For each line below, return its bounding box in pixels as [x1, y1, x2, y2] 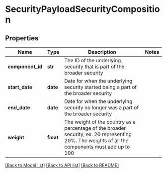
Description [87, 49, 117, 55]
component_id [7, 63, 43, 70]
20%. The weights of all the [64, 137, 129, 144]
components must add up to [64, 143, 130, 150]
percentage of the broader [64, 125, 126, 131]
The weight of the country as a [64, 118, 136, 125]
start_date [7, 84, 33, 90]
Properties [5, 34, 39, 42]
